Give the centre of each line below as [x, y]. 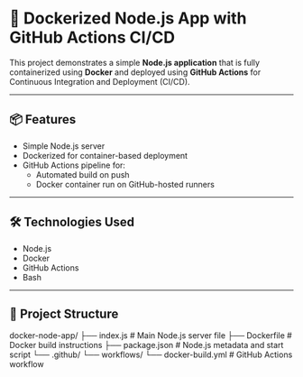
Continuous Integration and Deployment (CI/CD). [100, 81]
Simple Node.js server [64, 146]
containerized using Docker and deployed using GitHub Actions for [135, 72]
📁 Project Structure [64, 313]
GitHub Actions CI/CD [92, 37]
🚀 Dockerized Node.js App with [128, 18]
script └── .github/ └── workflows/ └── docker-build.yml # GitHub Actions [151, 354]
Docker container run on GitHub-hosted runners [125, 184]
